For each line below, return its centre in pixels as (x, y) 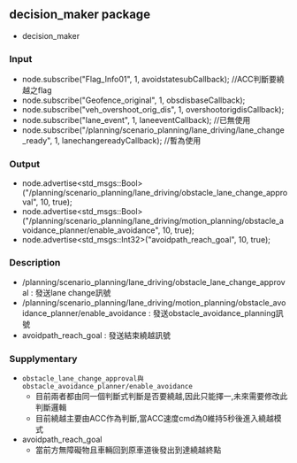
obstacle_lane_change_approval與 (83, 379)
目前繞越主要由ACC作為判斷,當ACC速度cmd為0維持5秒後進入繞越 (154, 418)
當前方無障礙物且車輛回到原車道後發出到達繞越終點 (128, 450)
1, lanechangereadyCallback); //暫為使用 (128, 141)
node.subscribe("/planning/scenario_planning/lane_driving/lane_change (153, 130)
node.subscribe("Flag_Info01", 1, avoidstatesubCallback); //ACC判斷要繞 (153, 80)
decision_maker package (80, 15)
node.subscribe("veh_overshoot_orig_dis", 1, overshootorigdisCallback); (153, 110)
